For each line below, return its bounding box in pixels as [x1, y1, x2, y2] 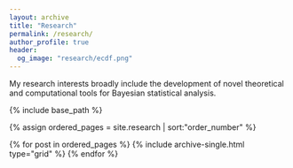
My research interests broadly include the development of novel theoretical [9, 79, 284, 88]
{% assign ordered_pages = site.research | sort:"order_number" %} [9, 122, 257, 133]
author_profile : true [9, 37, 90, 47]
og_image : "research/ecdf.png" [17, 54, 133, 63]
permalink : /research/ [9, 29, 93, 38]
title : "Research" [9, 21, 77, 30]
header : [9, 46, 38, 55]
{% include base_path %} [9, 105, 103, 115]
